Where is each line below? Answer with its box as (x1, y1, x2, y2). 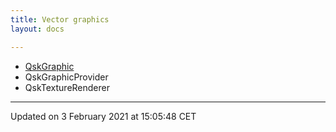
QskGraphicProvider (24, 71, 109, 83)
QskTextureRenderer (24, 81, 110, 93)
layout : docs (10, 24, 65, 34)
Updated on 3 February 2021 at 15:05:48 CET (10, 110, 197, 122)
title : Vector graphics (10, 14, 110, 25)
